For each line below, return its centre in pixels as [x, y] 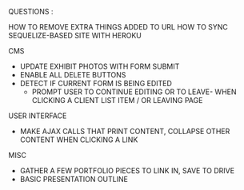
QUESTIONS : [31, 12]
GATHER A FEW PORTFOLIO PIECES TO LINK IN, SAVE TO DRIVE [127, 170]
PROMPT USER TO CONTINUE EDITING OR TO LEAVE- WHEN [134, 92]
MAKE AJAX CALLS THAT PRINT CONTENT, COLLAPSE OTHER [125, 131]
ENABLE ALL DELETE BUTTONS [73, 75]
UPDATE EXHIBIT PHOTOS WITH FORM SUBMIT [100, 66]
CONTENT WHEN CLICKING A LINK [79, 140]
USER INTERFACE [38, 116]
